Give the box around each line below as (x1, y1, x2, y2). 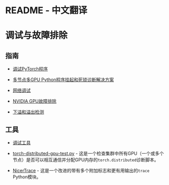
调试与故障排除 (5, 30, 68, 41)
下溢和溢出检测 (12, 109, 44, 115)
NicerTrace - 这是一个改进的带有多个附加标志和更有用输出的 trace (12, 168, 150, 173)
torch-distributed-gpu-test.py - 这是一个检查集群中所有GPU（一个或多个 (12, 151, 164, 156)
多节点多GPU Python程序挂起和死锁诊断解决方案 (12, 77, 114, 83)
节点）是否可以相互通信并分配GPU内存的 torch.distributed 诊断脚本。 (12, 157, 159, 163)
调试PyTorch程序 (12, 66, 48, 72)
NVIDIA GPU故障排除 (12, 98, 57, 104)
